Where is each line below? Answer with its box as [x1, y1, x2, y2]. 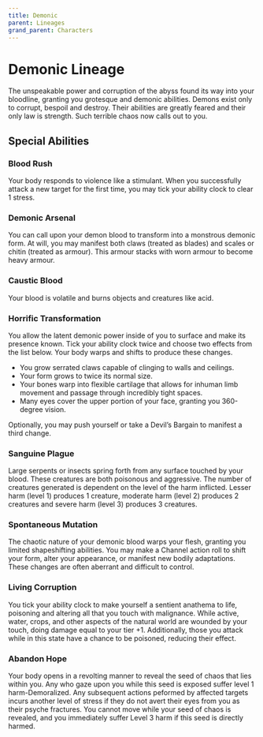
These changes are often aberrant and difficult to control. [8, 562, 194, 572]
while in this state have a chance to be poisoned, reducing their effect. [8, 633, 236, 643]
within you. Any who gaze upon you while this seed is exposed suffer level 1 [8, 679, 254, 689]
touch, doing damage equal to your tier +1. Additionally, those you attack [8, 625, 243, 634]
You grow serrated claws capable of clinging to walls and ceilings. [19, 362, 235, 372]
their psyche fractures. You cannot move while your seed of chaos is [8, 705, 232, 714]
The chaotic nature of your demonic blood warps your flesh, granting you [8, 537, 246, 547]
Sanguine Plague [8, 447, 75, 458]
